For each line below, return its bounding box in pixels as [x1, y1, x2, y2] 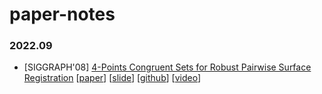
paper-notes [9, 3, 116, 26]
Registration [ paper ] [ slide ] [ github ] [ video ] [23, 72, 202, 84]
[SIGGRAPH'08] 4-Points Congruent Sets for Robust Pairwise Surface [23, 61, 312, 73]
